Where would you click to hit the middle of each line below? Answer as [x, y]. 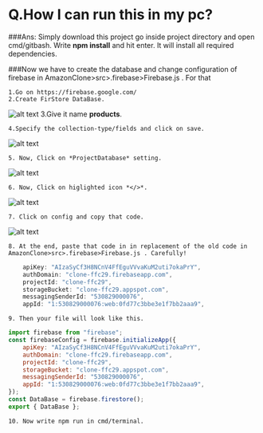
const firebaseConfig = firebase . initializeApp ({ [92, 340]
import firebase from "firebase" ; [66, 333]
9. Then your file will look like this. [77, 319]
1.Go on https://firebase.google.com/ [73, 92]
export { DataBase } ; [44, 407]
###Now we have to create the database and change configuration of [123, 69]
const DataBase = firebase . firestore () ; [77, 400]
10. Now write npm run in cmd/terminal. [77, 421]
